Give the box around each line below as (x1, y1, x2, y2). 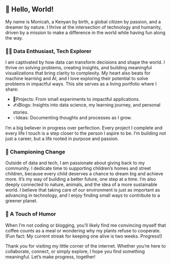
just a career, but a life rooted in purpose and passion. (5, 136, 119, 142)
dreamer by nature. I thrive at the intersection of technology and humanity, (5, 24, 162, 30)
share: (5, 86, 19, 92)
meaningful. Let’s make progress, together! (5, 253, 96, 260)
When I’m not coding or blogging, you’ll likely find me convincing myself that (5, 222, 166, 228)
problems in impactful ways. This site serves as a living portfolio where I (5, 81, 157, 87)
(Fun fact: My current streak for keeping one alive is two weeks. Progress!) (5, 233, 162, 239)
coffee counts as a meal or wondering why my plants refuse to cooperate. (5, 227, 161, 233)
